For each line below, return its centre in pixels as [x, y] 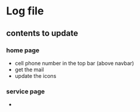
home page [23, 50]
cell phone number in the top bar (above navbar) [74, 63]
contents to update [42, 33]
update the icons [35, 75]
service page [26, 91]
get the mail [29, 69]
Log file [25, 11]
